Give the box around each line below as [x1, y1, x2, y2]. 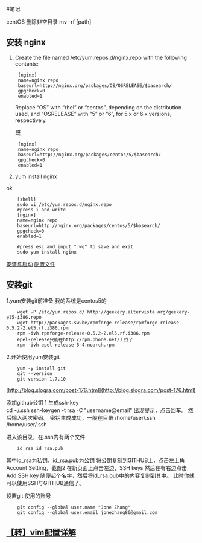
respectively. [14, 117, 47, 124]
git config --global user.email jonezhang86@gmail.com [17, 509, 158, 515]
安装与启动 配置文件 [6, 260, 55, 268]
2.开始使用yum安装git [6, 353, 60, 361]
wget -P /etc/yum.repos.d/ [17, 309, 85, 315]
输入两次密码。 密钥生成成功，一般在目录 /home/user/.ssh [11, 414, 156, 421]
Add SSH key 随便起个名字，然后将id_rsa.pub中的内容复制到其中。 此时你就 [6, 472, 195, 479]
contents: [14, 60, 39, 68]
